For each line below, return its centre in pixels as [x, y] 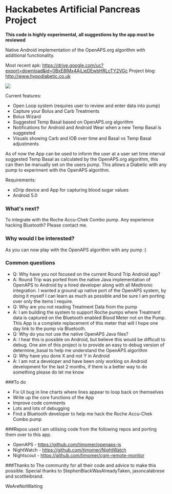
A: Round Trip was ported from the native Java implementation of [82, 279]
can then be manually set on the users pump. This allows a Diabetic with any [86, 164]
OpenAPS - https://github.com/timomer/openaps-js [67, 444]
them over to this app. [28, 435]
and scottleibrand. [25, 476]
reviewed [15, 40]
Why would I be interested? [40, 238]
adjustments [26, 143]
